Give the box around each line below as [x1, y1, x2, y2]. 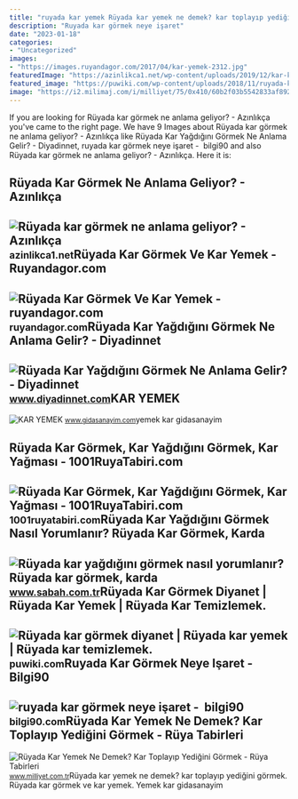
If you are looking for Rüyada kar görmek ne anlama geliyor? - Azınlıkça [9, 112, 271, 123]
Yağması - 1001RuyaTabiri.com [9, 454, 184, 469]
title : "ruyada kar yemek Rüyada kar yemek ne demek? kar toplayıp [9, 12, 264, 22]
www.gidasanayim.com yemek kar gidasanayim [65, 414, 223, 425]
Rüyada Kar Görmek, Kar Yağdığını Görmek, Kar [9, 440, 278, 455]
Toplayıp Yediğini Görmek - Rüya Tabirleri [9, 728, 244, 743]
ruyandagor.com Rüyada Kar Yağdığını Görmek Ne [9, 319, 276, 334]
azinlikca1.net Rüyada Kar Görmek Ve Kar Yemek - [9, 247, 277, 262]
